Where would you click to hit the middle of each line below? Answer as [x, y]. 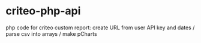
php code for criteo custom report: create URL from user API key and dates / [100, 27]
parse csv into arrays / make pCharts [51, 33]
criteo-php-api [43, 11]
